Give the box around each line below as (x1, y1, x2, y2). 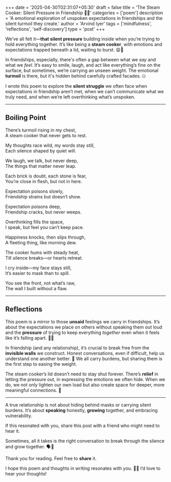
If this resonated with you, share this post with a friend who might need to (5, 422, 160, 428)
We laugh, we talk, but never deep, (5, 158, 78, 164)
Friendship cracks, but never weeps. (5, 209, 82, 215)
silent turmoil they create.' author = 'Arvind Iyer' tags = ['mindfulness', (5, 20, 152, 27)
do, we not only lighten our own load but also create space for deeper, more (5, 382, 165, 388)
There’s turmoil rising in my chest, (5, 127, 76, 133)
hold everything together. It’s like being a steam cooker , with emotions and (5, 41, 163, 47)
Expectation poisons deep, (5, 204, 62, 210)
